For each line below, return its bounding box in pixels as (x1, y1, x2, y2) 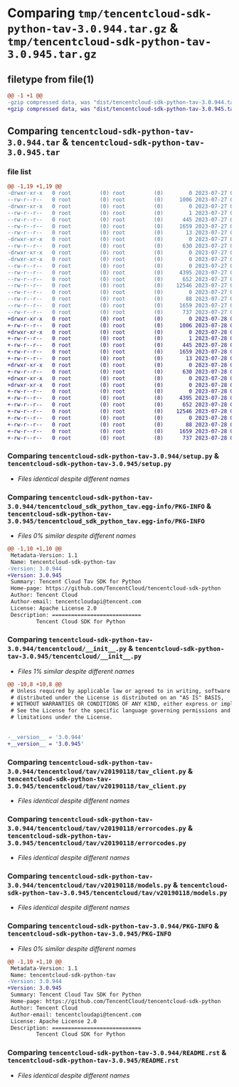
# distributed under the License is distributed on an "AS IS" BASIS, (10, 694, 224, 701)
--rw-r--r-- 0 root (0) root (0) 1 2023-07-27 (7, 209, 228, 216)
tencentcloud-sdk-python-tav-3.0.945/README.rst (7, 1056, 179, 1065)
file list (7, 166, 32, 176)
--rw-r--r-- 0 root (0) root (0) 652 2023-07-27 (7, 275, 228, 282)
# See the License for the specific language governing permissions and (10, 707, 231, 714)
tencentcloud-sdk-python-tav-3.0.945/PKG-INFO (7, 930, 172, 938)
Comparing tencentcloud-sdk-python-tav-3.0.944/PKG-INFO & (7, 921, 219, 931)
